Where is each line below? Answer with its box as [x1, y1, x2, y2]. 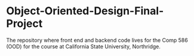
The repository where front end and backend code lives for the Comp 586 [6, 36, 188, 43]
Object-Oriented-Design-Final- [6, 4, 164, 18]
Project [6, 17, 43, 30]
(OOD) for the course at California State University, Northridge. [6, 43, 161, 50]
